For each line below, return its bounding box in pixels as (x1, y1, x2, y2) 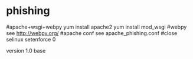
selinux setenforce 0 (6, 36, 56, 43)
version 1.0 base (6, 47, 46, 54)
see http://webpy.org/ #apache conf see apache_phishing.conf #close (6, 29, 178, 36)
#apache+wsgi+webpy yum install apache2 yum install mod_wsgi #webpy (6, 23, 187, 30)
